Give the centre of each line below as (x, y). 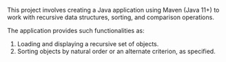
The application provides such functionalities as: (76, 31)
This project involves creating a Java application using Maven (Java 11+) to (113, 10)
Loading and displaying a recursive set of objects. (88, 44)
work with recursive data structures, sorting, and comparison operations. (111, 17)
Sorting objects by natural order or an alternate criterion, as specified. (116, 51)
